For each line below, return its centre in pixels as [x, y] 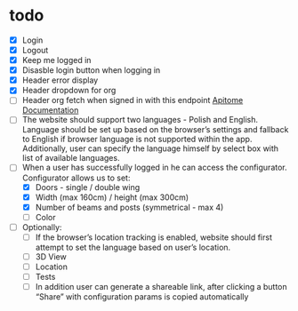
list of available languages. [71, 158]
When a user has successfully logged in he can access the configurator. [154, 167]
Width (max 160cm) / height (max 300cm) [112, 197]
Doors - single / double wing [88, 187]
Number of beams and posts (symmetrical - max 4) [129, 207]
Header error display [60, 80]
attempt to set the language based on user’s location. [133, 247]
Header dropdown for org [69, 91]
